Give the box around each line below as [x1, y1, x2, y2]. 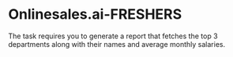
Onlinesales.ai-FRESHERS [8, 5, 182, 23]
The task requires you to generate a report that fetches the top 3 [8, 31, 219, 41]
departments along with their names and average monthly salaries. [8, 39, 226, 48]
